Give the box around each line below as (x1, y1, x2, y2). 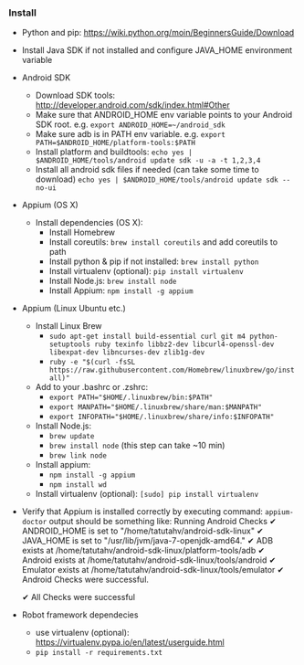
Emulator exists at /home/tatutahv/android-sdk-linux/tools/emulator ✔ (21, 565, 285, 575)
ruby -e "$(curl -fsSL (48, 358, 136, 367)
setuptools (48, 340, 90, 349)
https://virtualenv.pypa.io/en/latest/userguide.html (35, 637, 225, 648)
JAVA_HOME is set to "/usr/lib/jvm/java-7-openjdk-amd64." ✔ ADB (21, 535, 274, 546)
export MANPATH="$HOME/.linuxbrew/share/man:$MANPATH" (48, 403, 262, 412)
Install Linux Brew (35, 321, 102, 332)
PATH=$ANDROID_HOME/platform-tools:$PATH (35, 139, 195, 148)
